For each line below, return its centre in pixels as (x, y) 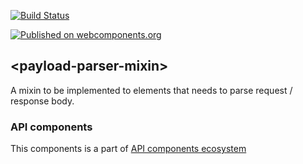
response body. (42, 101)
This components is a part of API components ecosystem (128, 149)
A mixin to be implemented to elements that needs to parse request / (151, 90)
